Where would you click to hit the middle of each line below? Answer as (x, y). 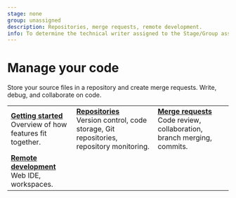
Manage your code (63, 68)
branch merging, (185, 138)
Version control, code (112, 120)
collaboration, (180, 129)
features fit (29, 133)
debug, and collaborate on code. (54, 95)
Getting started (37, 116)
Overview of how (39, 125)
